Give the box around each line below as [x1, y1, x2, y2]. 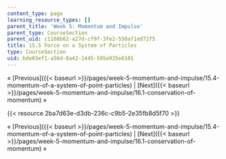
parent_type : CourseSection [7, 29, 88, 36]
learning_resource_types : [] [7, 17, 91, 23]
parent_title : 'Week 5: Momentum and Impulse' [7, 23, 143, 30]
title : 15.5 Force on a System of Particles [7, 42, 137, 49]
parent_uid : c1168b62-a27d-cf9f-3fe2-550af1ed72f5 [7, 36, 156, 43]
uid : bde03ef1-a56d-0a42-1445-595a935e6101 [7, 55, 134, 62]
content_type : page [7, 10, 63, 17]
